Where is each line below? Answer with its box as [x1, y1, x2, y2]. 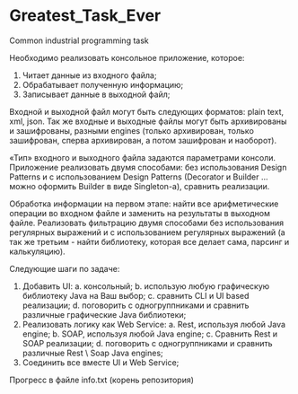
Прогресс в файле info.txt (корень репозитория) [9, 374, 195, 385]
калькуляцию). [9, 246, 66, 257]
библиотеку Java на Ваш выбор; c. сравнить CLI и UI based [22, 290, 250, 301]
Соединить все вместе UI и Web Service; [22, 356, 180, 368]
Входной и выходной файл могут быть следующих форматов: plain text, [9, 106, 285, 117]
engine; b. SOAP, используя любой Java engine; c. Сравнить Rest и [22, 328, 278, 339]
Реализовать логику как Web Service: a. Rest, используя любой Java [22, 319, 285, 329]
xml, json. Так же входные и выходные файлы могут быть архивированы [9, 116, 287, 127]
